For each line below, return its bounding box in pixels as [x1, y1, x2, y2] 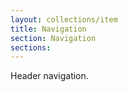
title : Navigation [10, 24, 87, 34]
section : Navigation [10, 33, 97, 43]
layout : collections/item [10, 14, 118, 25]
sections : [10, 42, 52, 53]
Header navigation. [10, 70, 89, 82]
